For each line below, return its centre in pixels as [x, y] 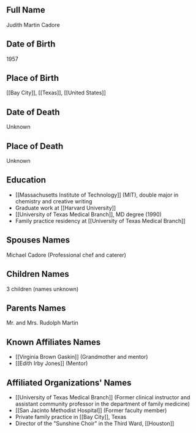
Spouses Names [38, 240]
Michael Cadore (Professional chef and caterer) [66, 255]
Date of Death [33, 112]
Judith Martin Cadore [33, 24]
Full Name [26, 10]
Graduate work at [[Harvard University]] [66, 208]
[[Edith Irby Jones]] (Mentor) [51, 363]
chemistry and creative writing [54, 201]
